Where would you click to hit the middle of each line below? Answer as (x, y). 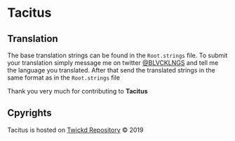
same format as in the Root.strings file (64, 77)
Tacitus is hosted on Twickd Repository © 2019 (75, 130)
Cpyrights (30, 113)
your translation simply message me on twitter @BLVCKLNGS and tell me (113, 63)
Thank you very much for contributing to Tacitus (78, 91)
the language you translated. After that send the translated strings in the (111, 70)
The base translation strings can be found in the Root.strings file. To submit (117, 55)
